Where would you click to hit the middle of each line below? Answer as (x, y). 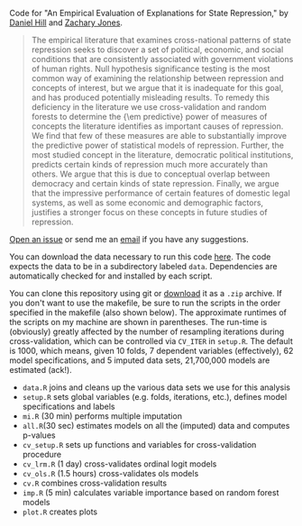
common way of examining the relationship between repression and (157, 78)
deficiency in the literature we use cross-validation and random (149, 107)
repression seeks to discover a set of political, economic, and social (157, 50)
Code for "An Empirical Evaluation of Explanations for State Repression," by (149, 13)
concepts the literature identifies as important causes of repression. (157, 126)
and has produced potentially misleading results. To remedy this (151, 97)
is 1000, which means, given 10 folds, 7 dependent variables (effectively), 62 (151, 351)
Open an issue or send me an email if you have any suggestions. (129, 239)
